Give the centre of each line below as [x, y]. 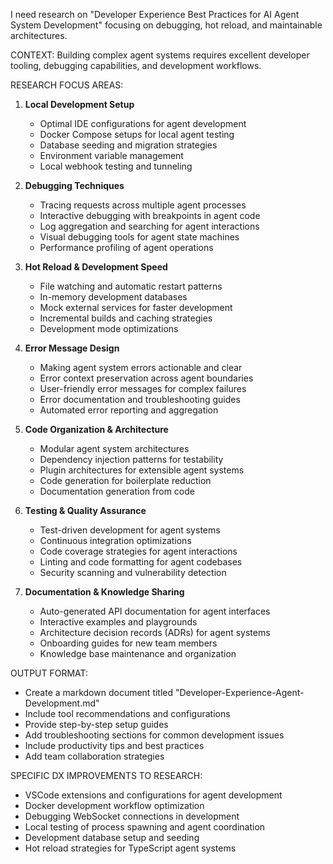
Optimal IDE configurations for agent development [143, 123]
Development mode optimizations [109, 328]
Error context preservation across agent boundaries [146, 378]
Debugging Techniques [74, 185]
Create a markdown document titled [99, 692]
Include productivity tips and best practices [114, 745]
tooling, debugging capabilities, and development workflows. [136, 65]
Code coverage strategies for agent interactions [138, 551]
